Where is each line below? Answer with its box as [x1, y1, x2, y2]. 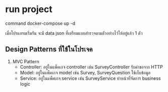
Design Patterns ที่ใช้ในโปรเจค [5, 45, 93, 54]
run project [5, 4, 53, 15]
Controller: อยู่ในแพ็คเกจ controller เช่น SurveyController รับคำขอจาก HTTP [20, 64, 163, 70]
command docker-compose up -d [5, 20, 75, 26]
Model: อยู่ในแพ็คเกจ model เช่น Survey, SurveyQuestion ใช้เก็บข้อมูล [20, 69, 151, 75]
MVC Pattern [12, 58, 39, 64]
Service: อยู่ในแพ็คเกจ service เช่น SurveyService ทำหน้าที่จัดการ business [20, 75, 161, 81]
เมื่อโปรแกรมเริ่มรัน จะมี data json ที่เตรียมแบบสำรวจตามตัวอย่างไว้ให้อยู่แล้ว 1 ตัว [5, 30, 143, 36]
